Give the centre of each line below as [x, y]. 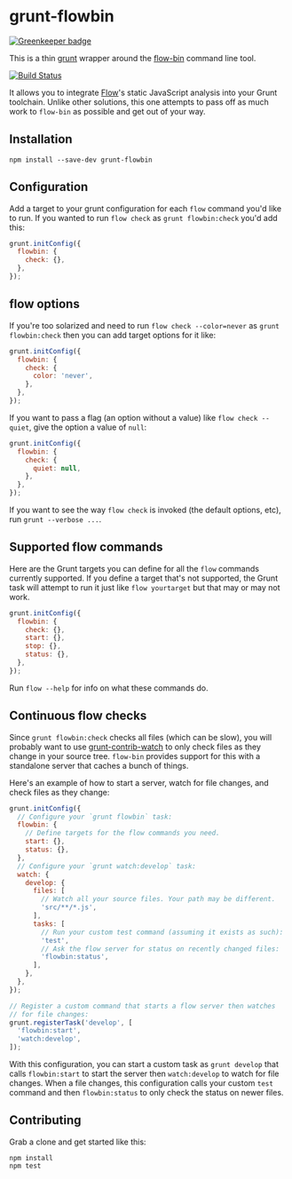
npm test [25, 1166]
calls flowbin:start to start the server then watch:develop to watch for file [144, 1073]
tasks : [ [49, 924]
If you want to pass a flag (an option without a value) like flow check [134, 417]
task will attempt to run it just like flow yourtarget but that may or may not [145, 587]
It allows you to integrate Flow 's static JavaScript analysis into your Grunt [143, 92]
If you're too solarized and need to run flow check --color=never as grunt [144, 325]
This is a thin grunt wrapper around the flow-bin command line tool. [133, 58]
